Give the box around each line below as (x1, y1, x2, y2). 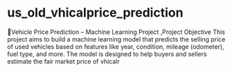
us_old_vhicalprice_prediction (7, 5, 184, 21)
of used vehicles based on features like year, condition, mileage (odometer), (7, 42, 224, 51)
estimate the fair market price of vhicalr (7, 57, 120, 65)
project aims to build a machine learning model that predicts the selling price (7, 35, 226, 43)
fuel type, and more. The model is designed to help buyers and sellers (7, 50, 207, 58)
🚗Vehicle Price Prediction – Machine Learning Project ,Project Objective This (7, 28, 225, 36)
